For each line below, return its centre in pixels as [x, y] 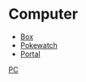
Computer [43, 14]
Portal [30, 54]
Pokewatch [39, 45]
